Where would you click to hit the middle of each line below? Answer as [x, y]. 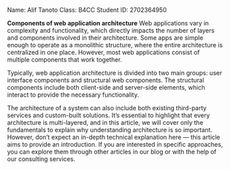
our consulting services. [41, 159]
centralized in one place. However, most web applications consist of [104, 52]
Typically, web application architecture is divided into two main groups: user [115, 73]
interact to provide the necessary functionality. [73, 95]
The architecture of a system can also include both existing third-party [107, 108]
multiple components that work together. [65, 60]
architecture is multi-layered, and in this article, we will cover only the [105, 122]
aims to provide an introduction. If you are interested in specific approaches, [115, 144]
